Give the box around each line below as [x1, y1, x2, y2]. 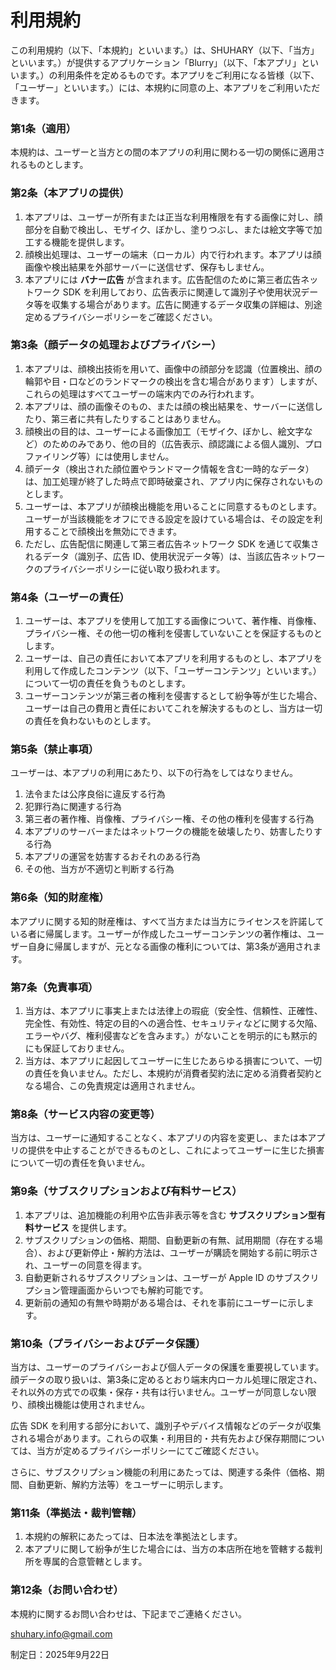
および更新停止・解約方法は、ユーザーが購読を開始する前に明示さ [46, 1246, 319, 1258]
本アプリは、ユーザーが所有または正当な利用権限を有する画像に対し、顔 [24, 211, 323, 223]
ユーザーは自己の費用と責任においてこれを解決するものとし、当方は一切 [24, 702, 323, 715]
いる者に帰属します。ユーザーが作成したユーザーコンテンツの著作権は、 [10, 927, 308, 940]
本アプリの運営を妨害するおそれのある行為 [24, 851, 201, 863]
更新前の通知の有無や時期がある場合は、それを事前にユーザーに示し [24, 1296, 306, 1308]
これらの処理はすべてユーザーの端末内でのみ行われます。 [24, 387, 260, 400]
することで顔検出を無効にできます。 [33, 525, 182, 537]
